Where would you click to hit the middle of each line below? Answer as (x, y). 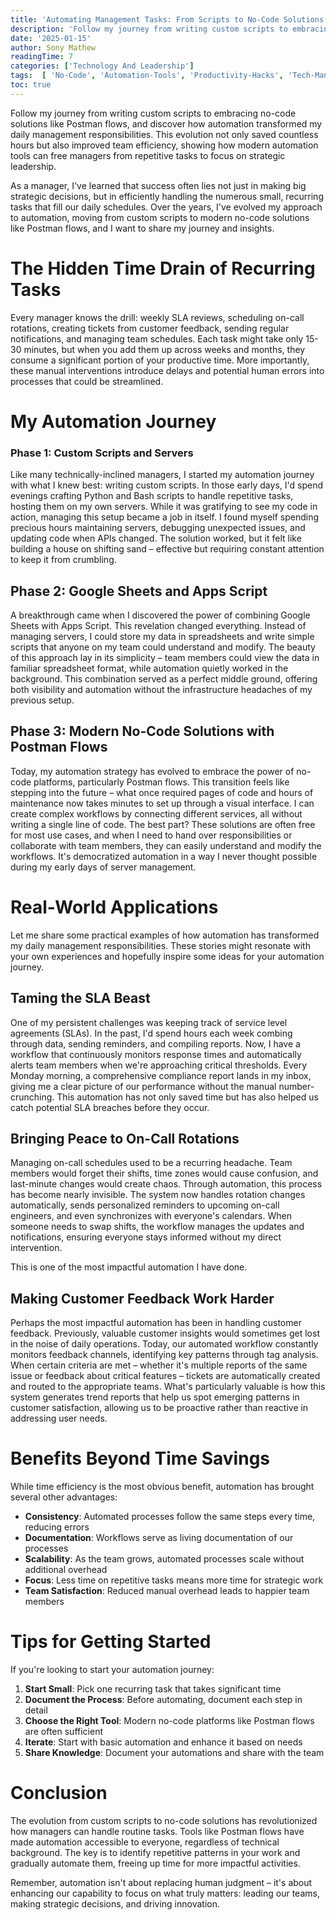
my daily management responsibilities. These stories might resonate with (160, 945)
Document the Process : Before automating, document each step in (163, 1700)
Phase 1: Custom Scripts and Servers (102, 453)
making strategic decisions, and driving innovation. (115, 1903)
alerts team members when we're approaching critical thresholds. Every (159, 1065)
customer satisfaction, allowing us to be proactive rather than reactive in (159, 1408)
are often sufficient (63, 1732)
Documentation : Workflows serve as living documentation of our (159, 1538)
